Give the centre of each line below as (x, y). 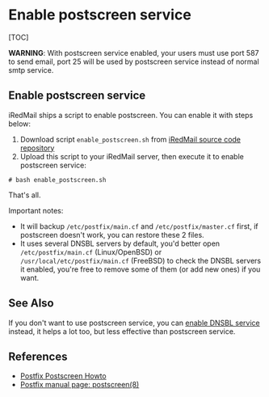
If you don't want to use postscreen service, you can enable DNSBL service (134, 323)
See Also (31, 304)
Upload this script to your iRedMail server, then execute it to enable (132, 156)
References (38, 356)
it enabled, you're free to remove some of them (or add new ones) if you (140, 269)
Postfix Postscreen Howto (63, 376)
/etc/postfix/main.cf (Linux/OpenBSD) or (91, 251)
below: (19, 124)
